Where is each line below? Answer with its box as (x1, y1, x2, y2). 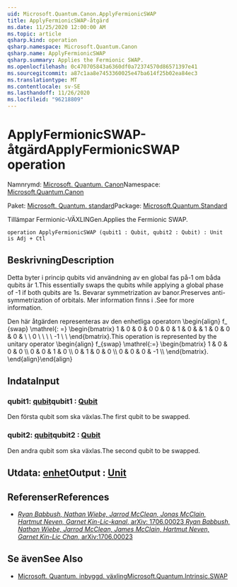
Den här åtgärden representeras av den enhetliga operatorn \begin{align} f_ (7, 317, 228, 325)
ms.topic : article (7, 30, 62, 38)
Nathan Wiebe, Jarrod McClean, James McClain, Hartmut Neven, (17, 525, 210, 533)
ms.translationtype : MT (7, 76, 78, 84)
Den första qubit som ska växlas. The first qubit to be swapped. (7, 413, 191, 421)
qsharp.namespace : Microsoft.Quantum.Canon (7, 43, 138, 50)
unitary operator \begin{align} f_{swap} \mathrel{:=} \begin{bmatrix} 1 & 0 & (7, 340, 228, 348)
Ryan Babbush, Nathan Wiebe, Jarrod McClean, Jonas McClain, (17, 510, 207, 518)
